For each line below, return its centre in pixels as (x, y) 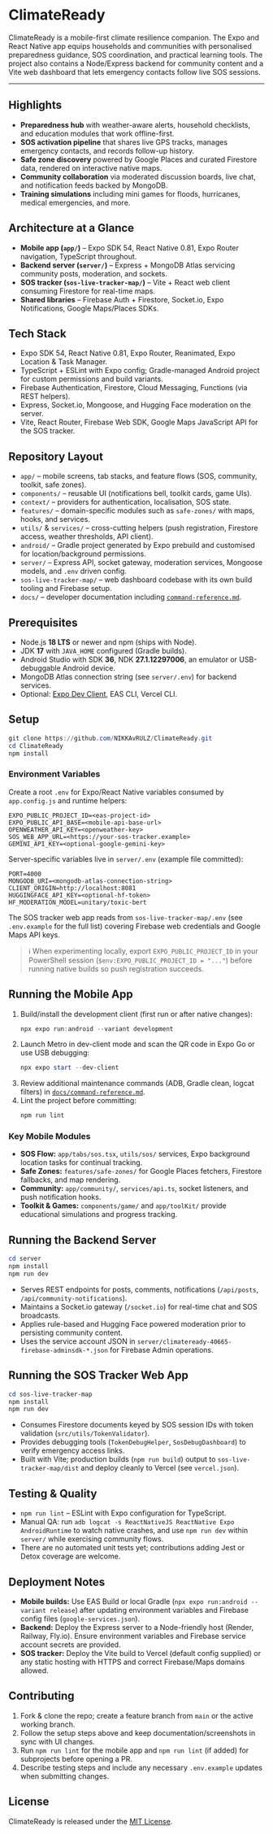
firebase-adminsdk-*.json (64, 1350)
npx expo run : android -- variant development (97, 1029)
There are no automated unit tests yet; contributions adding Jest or (132, 1548)
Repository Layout (56, 456)
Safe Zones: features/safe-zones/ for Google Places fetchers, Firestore (141, 1171)
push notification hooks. (61, 1197)
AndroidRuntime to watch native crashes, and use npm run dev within (134, 1531)
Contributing (41, 1696)
